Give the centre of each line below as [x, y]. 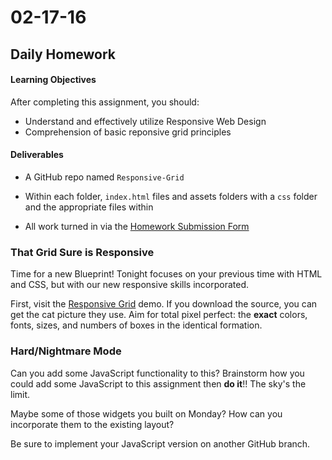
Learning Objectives [53, 80]
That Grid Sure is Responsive [82, 252]
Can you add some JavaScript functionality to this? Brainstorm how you [157, 373]
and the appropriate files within [89, 207]
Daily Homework [63, 54]
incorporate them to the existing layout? [92, 424]
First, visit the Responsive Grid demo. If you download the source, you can [164, 304]
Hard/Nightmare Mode [66, 351]
